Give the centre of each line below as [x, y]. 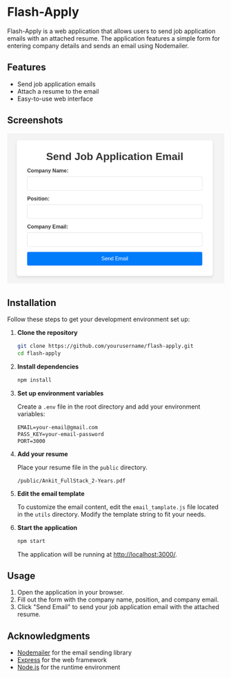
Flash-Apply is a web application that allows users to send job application [111, 31]
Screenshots [35, 120]
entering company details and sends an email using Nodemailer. [98, 45]
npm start [31, 541]
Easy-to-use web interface [55, 99]
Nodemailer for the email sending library [74, 653]
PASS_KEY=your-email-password [61, 434]
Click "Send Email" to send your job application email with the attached [118, 607]
